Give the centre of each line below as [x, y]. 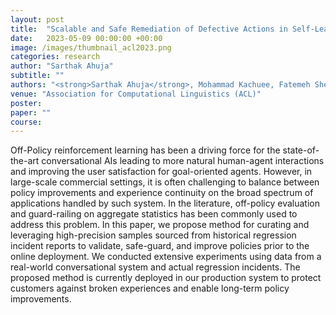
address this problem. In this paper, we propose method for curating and [160, 225]
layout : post [37, 19]
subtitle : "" [37, 76]
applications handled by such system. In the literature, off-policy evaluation [165, 203]
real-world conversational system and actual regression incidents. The [155, 267]
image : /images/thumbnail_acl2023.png [91, 47]
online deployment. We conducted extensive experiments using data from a [166, 257]
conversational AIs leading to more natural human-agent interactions [183, 161]
